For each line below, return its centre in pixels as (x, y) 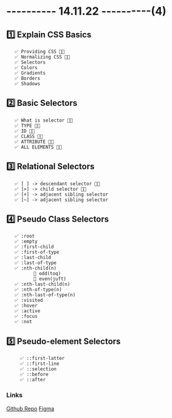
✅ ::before (34, 375)
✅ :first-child (34, 247)
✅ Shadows (27, 84)
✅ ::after (33, 380)
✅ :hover (26, 306)
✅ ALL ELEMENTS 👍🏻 (38, 147)
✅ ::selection (38, 369)
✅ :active (27, 311)
